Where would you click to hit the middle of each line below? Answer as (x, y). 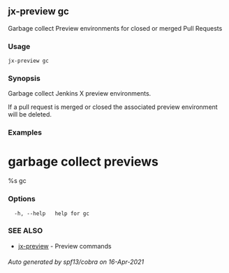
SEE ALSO (25, 231)
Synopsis (24, 78)
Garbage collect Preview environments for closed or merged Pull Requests (115, 28)
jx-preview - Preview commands (65, 246)
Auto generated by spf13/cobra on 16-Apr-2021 (76, 262)
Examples (25, 133)
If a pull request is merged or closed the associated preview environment (113, 107)
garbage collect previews (83, 162)
